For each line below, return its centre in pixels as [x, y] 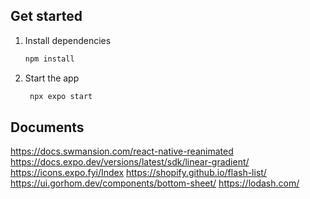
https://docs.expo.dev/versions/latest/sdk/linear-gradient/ [130, 162]
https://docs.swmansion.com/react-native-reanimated [122, 151]
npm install [49, 59]
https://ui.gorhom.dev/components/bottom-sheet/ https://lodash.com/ [155, 183]
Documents [47, 127]
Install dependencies [68, 40]
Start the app [52, 78]
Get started [46, 16]
